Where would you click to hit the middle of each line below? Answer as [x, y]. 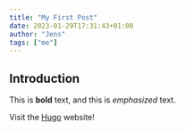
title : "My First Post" [54, 17]
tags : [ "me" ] [34, 42]
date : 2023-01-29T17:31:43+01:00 [71, 26]
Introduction [45, 78]
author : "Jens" [38, 34]
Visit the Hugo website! [52, 118]
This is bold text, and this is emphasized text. [92, 100]
